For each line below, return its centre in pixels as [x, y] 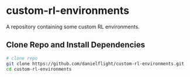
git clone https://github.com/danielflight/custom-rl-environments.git [95, 64]
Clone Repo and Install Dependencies [75, 45]
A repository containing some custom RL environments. [73, 27]
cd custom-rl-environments [39, 69]
